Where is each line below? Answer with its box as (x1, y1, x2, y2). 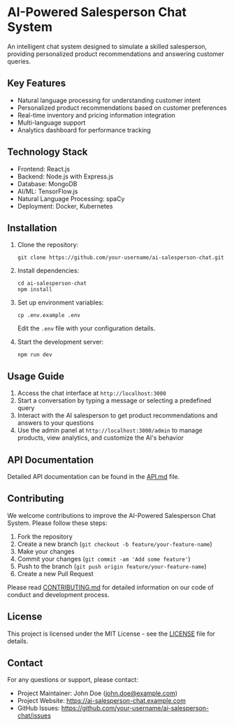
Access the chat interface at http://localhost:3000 (17, 389, 166, 398)
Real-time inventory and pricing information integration (17, 111, 176, 119)
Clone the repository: (17, 241, 79, 249)
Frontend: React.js (17, 165, 71, 173)
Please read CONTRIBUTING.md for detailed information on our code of (7, 582, 214, 592)
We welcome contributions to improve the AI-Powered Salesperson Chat (7, 511, 217, 519)
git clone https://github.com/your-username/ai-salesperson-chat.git (17, 254, 225, 261)
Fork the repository (17, 532, 73, 540)
